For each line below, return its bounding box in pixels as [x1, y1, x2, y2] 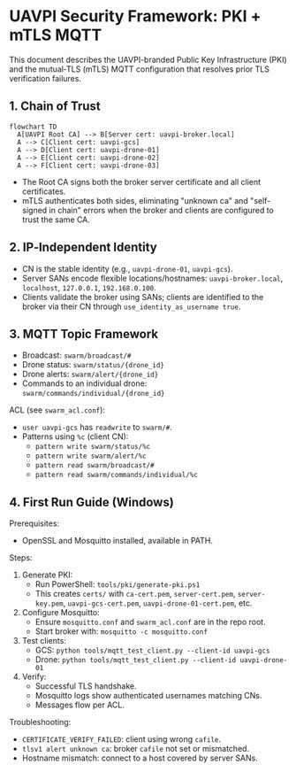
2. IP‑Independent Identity [9, 240, 157, 255]
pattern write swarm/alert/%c [34, 452, 148, 461]
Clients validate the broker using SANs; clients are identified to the [21, 291, 264, 302]
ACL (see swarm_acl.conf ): [9, 405, 106, 415]
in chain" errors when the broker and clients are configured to [49, 205, 274, 215]
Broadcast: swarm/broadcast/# [21, 350, 132, 360]
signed [21, 205, 48, 215]
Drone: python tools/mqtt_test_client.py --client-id [34, 654, 237, 665]
